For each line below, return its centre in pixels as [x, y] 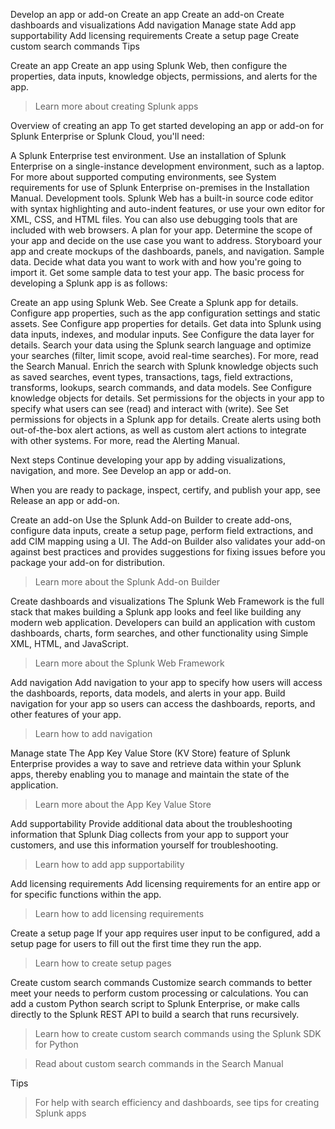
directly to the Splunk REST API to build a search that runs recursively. [155, 1014]
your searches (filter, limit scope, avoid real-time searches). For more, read [164, 355]
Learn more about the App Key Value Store [123, 804]
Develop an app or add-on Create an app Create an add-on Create [147, 14]
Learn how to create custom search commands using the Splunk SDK [178, 1033]
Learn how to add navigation [93, 733]
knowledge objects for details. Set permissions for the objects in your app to [167, 398]
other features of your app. [66, 714]
